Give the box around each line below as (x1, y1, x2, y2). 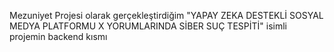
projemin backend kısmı (9, 31, 108, 42)
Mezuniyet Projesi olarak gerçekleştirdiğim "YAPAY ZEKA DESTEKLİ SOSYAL (9, 10, 324, 21)
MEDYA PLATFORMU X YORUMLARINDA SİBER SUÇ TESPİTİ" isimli (9, 20, 287, 32)
